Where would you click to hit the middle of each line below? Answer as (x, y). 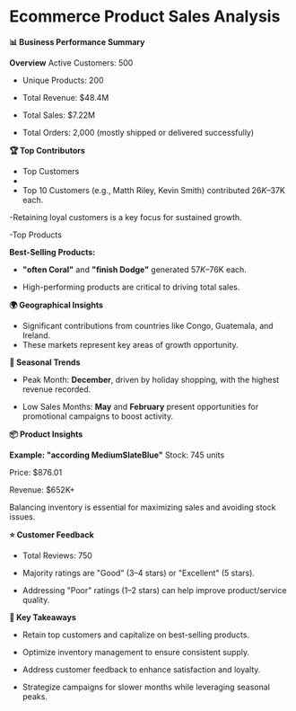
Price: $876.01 (36, 472)
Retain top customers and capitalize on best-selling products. (135, 635)
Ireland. (36, 335)
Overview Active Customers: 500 (71, 62)
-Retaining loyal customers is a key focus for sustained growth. (126, 217)
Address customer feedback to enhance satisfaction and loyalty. (141, 669)
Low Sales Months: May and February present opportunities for (140, 406)
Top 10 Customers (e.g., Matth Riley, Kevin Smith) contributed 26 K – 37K (153, 190)
